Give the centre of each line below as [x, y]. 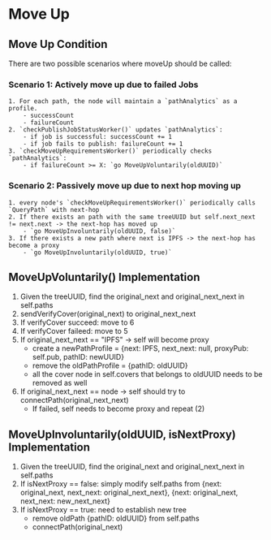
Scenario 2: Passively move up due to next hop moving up [125, 186]
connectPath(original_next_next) [74, 400]
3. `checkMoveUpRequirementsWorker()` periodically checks [110, 151]
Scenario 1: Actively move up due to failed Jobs [103, 84]
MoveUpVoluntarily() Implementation [104, 277]
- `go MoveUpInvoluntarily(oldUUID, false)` [99, 231]
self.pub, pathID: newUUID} [78, 357]
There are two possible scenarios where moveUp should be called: [120, 63]
